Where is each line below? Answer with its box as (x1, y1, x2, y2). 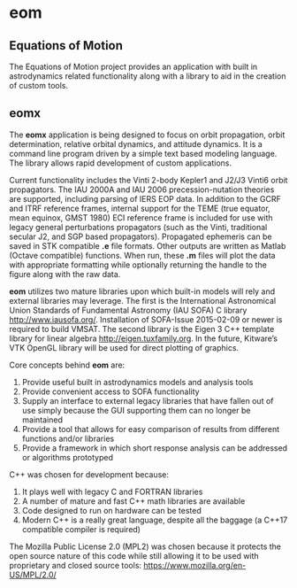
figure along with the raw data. (9, 268, 121, 279)
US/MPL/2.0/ (9, 569, 57, 580)
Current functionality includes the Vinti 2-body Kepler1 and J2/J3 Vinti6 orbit (9, 174, 288, 185)
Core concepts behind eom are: (9, 360, 126, 370)
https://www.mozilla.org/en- (143, 560, 247, 570)
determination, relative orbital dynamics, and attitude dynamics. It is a (9, 138, 263, 149)
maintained (21, 414, 64, 425)
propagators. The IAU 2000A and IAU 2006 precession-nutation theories (9, 184, 275, 195)
